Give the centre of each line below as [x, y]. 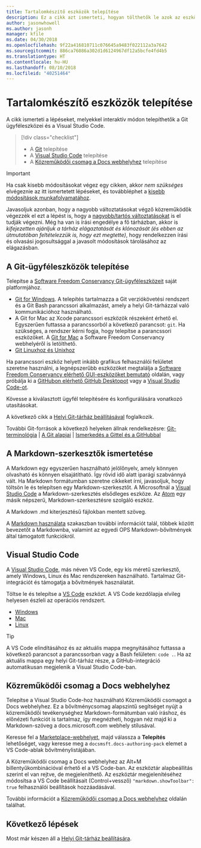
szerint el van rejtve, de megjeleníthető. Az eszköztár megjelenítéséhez [94, 774]
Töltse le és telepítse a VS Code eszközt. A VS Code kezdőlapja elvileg [93, 594]
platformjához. [24, 287]
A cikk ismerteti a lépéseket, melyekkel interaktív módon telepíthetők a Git [97, 119]
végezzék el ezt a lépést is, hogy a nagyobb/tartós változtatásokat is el [94, 216]
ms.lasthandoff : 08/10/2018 [41, 68]
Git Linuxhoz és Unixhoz [45, 350]
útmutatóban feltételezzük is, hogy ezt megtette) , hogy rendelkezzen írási [97, 235]
